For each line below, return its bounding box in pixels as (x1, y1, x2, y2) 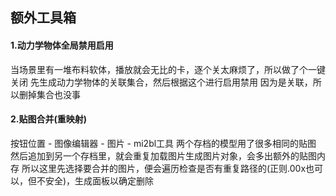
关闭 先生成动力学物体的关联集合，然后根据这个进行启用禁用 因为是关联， (10, 76, 313, 88)
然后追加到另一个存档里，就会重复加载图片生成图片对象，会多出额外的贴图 (10, 149, 317, 162)
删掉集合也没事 (18, 88, 81, 100)
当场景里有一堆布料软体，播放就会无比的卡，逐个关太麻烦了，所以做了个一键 (10, 63, 326, 75)
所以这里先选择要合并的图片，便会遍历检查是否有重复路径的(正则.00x (21, 162, 307, 174)
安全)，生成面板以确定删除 (44, 174, 155, 187)
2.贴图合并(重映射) (10, 113, 88, 125)
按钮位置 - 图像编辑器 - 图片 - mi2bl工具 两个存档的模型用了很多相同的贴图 (10, 137, 317, 149)
